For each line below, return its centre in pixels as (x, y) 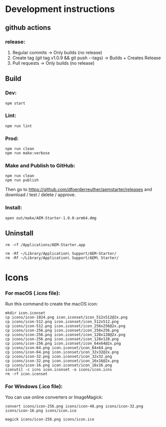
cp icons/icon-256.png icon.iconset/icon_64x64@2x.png (63, 344)
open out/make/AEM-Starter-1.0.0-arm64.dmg (51, 218)
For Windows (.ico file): (34, 386)
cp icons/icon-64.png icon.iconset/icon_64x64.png (59, 348)
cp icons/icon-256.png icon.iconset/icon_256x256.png (62, 330)
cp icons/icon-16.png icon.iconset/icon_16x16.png (59, 365)
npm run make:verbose (28, 153)
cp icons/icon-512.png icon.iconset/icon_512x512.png (62, 322)
